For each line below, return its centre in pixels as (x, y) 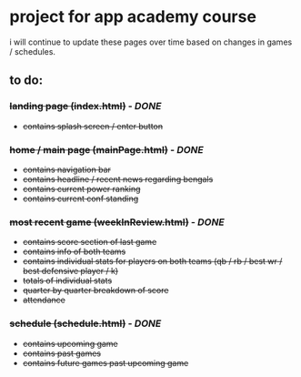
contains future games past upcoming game (105, 362)
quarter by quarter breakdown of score (95, 290)
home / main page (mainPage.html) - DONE (107, 149)
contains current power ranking (81, 188)
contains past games (62, 353)
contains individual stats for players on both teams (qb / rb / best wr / (152, 261)
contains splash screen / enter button (93, 126)
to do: (26, 81)
